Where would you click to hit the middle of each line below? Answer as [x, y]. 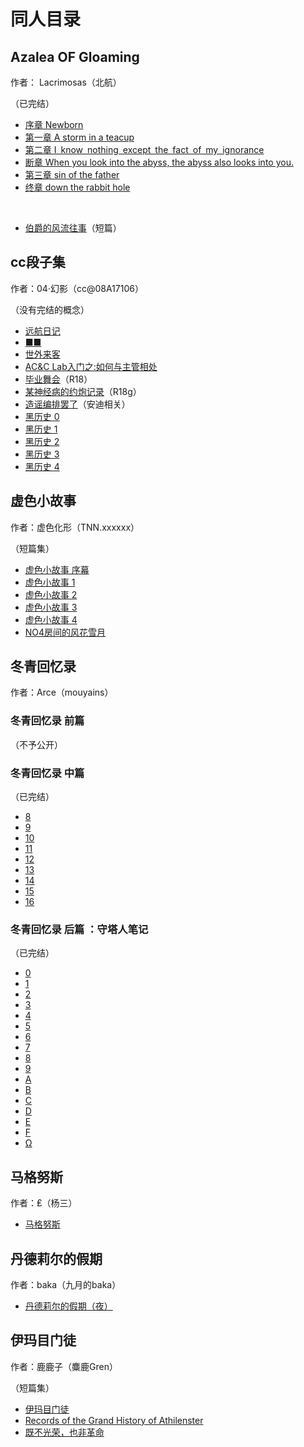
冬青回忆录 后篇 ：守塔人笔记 [79, 929]
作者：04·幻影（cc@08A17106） [77, 288]
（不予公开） [36, 744]
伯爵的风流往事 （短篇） [73, 228]
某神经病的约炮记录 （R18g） [83, 391]
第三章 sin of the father [72, 174]
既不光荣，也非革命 [64, 1432]
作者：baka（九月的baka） [66, 1284]
